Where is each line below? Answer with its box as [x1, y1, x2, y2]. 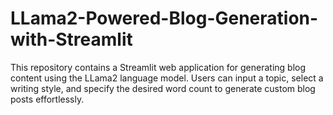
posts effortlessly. [10, 93, 85, 105]
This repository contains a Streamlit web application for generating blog [10, 61, 307, 73]
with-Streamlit [10, 28, 133, 51]
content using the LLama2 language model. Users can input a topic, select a [10, 72, 324, 84]
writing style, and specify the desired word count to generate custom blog [10, 82, 316, 94]
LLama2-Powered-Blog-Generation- [10, 7, 319, 30]
